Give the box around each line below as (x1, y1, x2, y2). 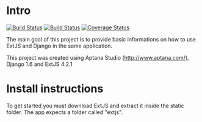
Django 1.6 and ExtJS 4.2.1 (6, 60, 73, 68)
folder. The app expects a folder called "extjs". (6, 108, 123, 116)
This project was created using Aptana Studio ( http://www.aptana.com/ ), (6, 54, 189, 61)
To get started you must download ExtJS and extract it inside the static (6, 102, 184, 109)
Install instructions (6, 82, 104, 96)
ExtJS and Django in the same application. (6, 42, 113, 49)
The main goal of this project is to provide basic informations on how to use (6, 35, 197, 43)
